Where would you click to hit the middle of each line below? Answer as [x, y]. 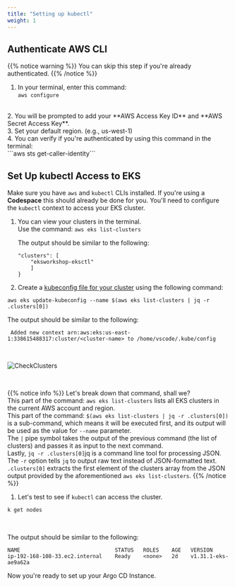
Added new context [37, 333]
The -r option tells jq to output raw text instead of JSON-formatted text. [112, 461]
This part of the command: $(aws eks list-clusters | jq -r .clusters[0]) [118, 416]
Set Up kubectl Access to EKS [74, 176]
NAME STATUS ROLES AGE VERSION [110, 550]
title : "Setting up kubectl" [50, 14]
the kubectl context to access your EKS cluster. [77, 208]
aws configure [38, 95]
